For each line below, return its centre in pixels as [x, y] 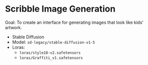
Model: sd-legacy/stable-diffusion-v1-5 [53, 42]
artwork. [13, 27]
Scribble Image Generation [60, 9]
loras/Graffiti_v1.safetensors [51, 58]
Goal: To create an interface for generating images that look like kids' [74, 22]
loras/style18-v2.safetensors [50, 53]
